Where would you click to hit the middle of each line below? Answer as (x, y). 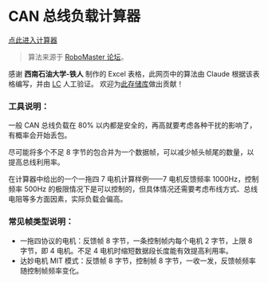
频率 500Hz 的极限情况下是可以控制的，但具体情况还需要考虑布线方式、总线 (133, 189)
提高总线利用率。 (36, 162)
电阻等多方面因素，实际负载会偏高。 (68, 199)
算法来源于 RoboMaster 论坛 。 (78, 57)
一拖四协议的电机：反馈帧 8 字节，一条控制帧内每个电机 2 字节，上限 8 (136, 241)
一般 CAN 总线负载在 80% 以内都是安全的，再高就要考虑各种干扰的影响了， (132, 125)
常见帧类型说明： (41, 222)
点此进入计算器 (33, 40)
